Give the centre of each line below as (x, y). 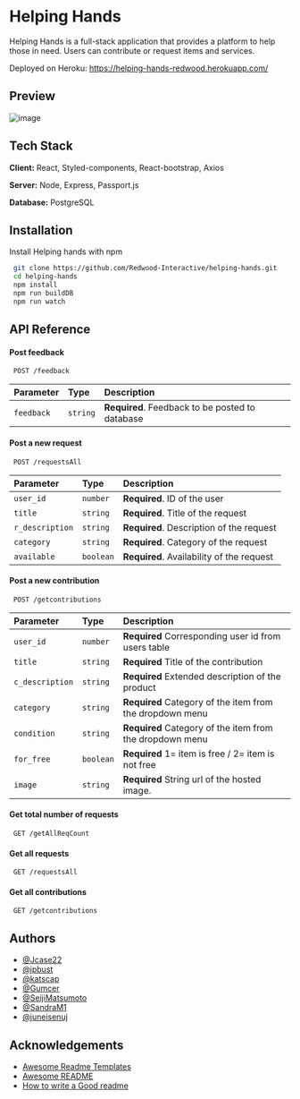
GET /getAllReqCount (51, 833)
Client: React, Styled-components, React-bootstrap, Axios (117, 167)
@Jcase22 (42, 960)
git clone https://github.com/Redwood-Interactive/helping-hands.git (145, 268)
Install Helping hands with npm (66, 251)
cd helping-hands (45, 277)
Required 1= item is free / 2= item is (199, 754)
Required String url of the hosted (192, 779)
